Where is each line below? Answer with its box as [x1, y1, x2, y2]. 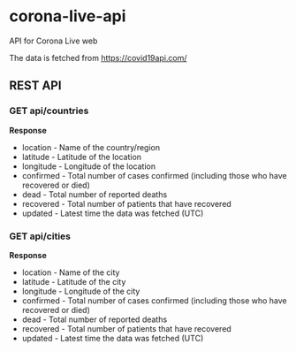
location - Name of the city [21, 267, 120, 278]
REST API [9, 78, 62, 94]
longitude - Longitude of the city [21, 286, 140, 296]
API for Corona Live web [9, 35, 98, 46]
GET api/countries [9, 104, 89, 117]
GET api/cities [9, 230, 71, 242]
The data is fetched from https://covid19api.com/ [9, 52, 187, 63]
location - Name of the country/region [21, 142, 161, 152]
